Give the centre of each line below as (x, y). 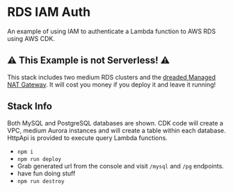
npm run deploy (39, 159)
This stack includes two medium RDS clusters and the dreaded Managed (112, 77)
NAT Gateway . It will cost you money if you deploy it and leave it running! (112, 85)
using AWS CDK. (31, 38)
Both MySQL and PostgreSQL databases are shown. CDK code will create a (115, 123)
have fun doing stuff (46, 173)
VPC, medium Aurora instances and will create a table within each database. (116, 130)
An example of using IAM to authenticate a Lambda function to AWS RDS (112, 31)
